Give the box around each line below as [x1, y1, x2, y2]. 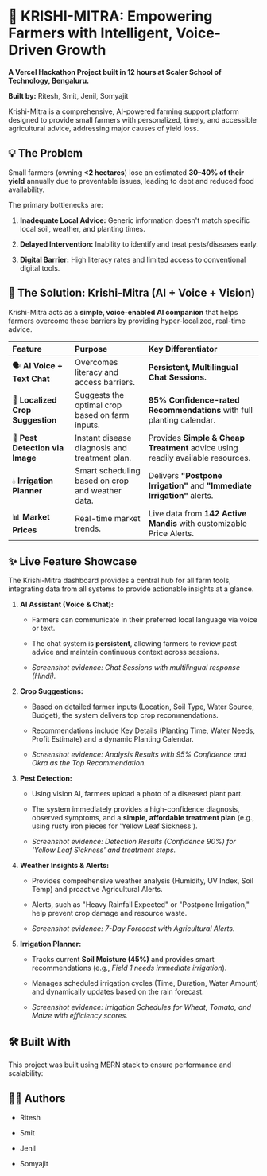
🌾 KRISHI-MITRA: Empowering [8, 7, 213, 25]
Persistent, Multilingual [148, 361, 238, 372]
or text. [31, 624, 56, 633]
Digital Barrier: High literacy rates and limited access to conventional [19, 255, 246, 264]
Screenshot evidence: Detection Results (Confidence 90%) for [31, 837, 237, 847]
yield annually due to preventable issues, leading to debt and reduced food [8, 176, 254, 185]
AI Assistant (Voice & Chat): [19, 600, 114, 609]
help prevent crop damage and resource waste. [31, 909, 188, 918]
